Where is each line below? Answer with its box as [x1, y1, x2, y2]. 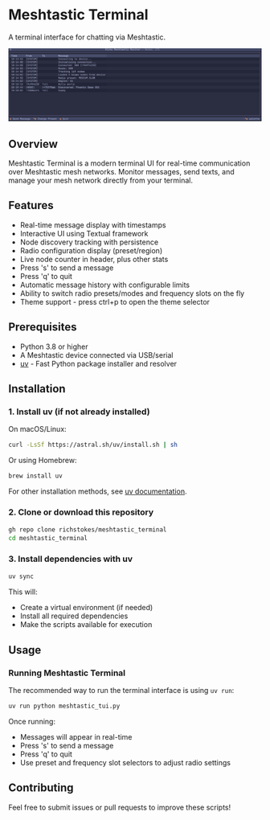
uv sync [8, 572, 35, 580]
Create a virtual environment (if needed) [19, 603, 153, 613]
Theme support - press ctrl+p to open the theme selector [19, 297, 211, 306]
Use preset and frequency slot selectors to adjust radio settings [19, 757, 231, 767]
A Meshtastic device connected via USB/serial [19, 350, 174, 359]
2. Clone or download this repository [8, 506, 154, 518]
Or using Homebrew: [8, 456, 78, 465]
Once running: [8, 716, 56, 726]
